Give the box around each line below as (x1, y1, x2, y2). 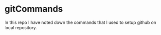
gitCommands (4, 3, 63, 15)
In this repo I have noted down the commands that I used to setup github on (4, 19, 157, 25)
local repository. (4, 24, 37, 30)
